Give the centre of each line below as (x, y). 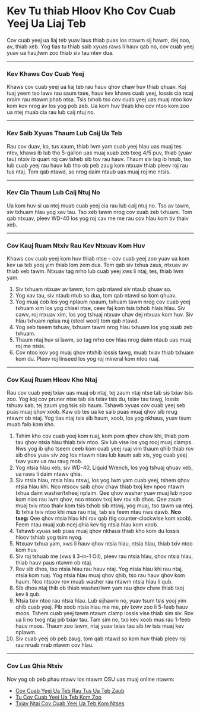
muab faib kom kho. (31, 424)
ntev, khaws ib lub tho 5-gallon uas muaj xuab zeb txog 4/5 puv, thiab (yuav (99, 153)
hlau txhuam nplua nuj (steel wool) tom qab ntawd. (77, 321)
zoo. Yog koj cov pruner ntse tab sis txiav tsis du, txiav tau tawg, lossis (93, 399)
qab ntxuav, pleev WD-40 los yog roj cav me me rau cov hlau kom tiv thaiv (98, 218)
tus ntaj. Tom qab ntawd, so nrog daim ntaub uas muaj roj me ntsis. (89, 172)
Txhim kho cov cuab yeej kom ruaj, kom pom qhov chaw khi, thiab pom (102, 436)
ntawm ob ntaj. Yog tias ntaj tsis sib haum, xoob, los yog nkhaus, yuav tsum (99, 418)
